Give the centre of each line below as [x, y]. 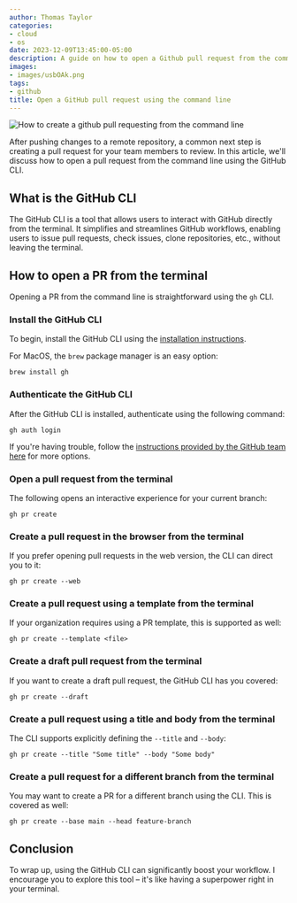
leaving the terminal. [46, 248]
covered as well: [39, 806]
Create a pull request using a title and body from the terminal [142, 719]
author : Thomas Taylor [51, 17]
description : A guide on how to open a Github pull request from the [140, 58]
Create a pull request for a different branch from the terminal [142, 777]
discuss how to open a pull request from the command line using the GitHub [148, 161]
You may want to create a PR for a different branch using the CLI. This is [141, 796]
